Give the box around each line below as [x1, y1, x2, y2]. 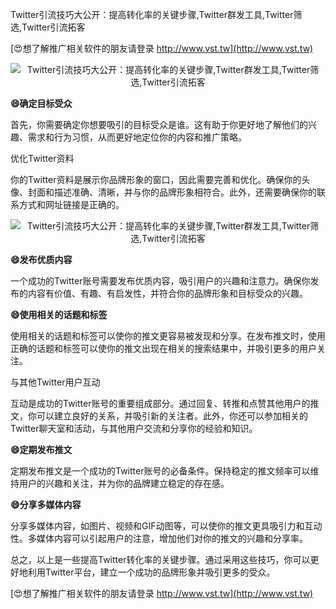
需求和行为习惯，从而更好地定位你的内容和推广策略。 [27, 131, 247, 143]
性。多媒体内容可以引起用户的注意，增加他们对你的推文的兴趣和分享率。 [10, 533, 308, 544]
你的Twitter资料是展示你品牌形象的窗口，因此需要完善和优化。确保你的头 [10, 174, 311, 185]
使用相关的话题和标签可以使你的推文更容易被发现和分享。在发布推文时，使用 [10, 330, 326, 342]
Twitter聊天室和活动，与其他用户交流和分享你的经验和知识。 [10, 423, 258, 434]
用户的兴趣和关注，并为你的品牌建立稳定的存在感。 [18, 478, 230, 489]
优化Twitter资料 [10, 153, 75, 164]
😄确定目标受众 [10, 98, 73, 109]
